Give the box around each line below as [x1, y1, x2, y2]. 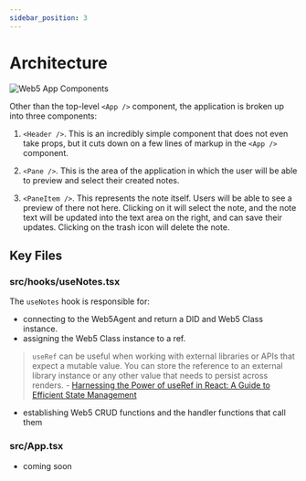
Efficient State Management [31, 390, 137, 401]
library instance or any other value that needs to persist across [31, 371, 269, 382]
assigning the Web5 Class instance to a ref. [22, 333, 186, 344]
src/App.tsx [9, 440, 64, 453]
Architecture [9, 52, 108, 73]
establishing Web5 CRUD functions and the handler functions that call [22, 407, 286, 418]
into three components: [9, 110, 98, 121]
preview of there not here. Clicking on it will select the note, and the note [22, 202, 297, 213]
